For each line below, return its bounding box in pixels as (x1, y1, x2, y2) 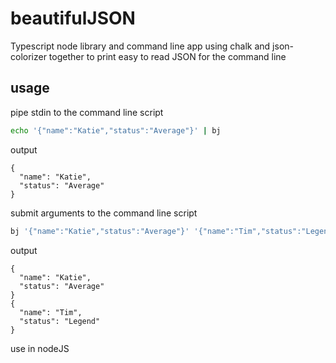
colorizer (10, 50, 47, 62)
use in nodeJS (10, 342, 70, 354)
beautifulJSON (10, 7, 136, 30)
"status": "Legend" (19, 316, 101, 326)
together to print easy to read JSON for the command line (48, 50, 287, 62)
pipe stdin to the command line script (10, 106, 164, 118)
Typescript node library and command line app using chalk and (10, 40, 271, 52)
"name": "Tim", (19, 307, 83, 317)
